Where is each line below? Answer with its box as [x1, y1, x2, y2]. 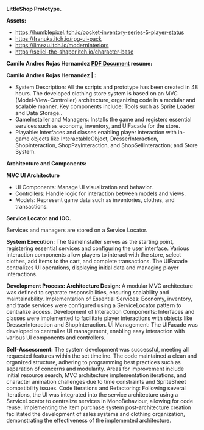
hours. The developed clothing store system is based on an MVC [15, 90, 178, 97]
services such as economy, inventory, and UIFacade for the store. [15, 122, 181, 130]
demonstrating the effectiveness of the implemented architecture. [6, 417, 172, 424]
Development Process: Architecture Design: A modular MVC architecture [6, 282, 194, 290]
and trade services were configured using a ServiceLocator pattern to [6, 302, 181, 309]
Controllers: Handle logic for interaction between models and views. [15, 190, 186, 197]
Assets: [6, 17, 26, 24]
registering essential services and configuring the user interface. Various [6, 244, 189, 252]
